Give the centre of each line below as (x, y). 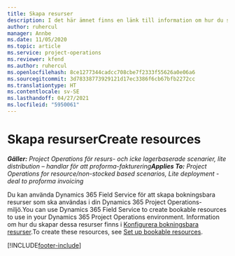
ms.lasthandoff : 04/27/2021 (48, 99)
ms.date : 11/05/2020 (37, 40)
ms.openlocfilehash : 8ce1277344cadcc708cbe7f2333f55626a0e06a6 (101, 72)
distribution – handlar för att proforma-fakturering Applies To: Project (107, 166)
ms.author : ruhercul (37, 66)
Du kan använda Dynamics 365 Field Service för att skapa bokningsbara (111, 194)
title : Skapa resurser (40, 14)
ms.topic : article (34, 46)
